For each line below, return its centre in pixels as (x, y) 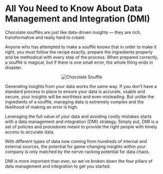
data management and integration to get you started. (58, 166)
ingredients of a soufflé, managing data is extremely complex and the (74, 102)
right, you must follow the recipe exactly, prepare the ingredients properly (79, 52)
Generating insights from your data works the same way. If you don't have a (81, 86)
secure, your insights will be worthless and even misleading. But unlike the (80, 96)
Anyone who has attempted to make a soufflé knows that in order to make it (81, 47)
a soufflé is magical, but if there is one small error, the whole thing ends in (79, 62)
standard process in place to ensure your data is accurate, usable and (75, 91)
